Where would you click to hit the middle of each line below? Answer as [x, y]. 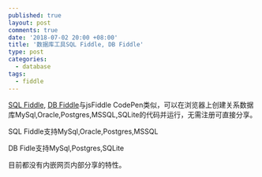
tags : [17, 74]
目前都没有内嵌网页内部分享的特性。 [67, 164]
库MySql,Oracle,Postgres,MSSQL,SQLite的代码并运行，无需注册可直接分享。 [133, 114]
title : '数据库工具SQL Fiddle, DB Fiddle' [76, 45]
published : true [35, 15]
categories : [28, 60]
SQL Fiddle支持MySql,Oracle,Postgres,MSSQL [83, 131]
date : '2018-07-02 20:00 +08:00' [63, 37]
